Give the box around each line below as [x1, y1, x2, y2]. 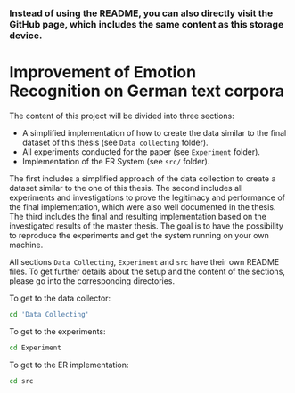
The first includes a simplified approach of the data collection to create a [9, 172, 276, 184]
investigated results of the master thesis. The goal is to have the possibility [9, 221, 283, 231]
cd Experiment [9, 343, 62, 352]
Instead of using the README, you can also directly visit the [9, 7, 274, 20]
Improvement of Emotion [9, 62, 197, 83]
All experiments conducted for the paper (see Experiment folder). [21, 146, 261, 157]
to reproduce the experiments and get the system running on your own [9, 229, 269, 240]
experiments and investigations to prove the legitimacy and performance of [9, 192, 286, 203]
